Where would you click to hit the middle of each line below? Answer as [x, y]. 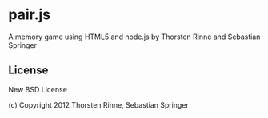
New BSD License [38, 89]
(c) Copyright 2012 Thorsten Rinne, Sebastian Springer [99, 104]
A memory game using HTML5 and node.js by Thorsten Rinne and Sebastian [134, 37]
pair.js [30, 15]
